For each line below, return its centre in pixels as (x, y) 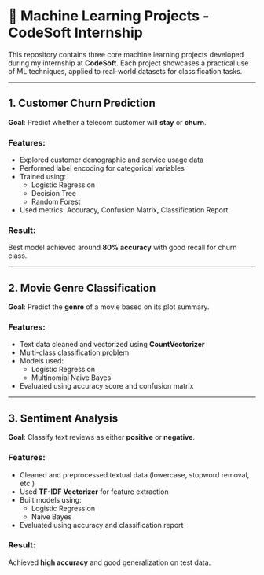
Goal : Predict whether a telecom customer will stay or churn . (107, 122)
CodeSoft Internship (75, 33)
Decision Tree (54, 194)
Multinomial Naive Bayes (71, 378)
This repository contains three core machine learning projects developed (126, 54)
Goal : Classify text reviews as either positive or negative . (101, 437)
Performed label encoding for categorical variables (102, 168)
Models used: (42, 361)
